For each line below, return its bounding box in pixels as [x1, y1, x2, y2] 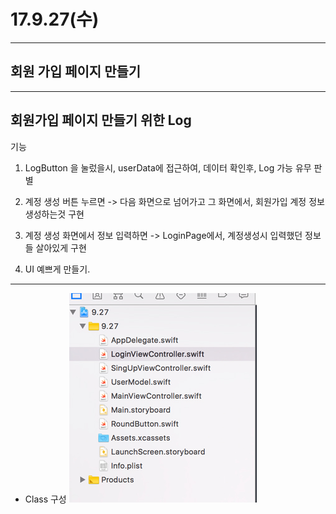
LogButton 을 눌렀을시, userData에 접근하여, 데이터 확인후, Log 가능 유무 [24, 161, 312, 174]
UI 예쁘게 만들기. [24, 263, 91, 275]
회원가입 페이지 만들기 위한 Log [10, 112, 192, 129]
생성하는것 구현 [24, 208, 85, 220]
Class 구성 [24, 493, 67, 505]
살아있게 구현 [35, 241, 87, 254]
